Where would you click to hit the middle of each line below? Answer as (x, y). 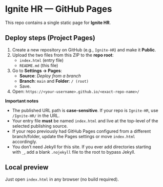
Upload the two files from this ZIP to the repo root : (63, 55)
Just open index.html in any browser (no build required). (62, 179)
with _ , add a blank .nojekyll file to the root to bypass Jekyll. (74, 152)
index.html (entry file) (41, 60)
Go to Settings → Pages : (37, 70)
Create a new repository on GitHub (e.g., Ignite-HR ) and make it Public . (84, 49)
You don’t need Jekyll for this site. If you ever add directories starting (81, 147)
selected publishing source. (40, 126)
